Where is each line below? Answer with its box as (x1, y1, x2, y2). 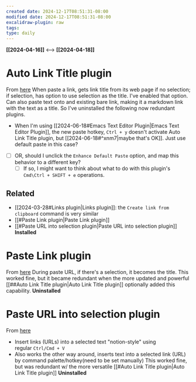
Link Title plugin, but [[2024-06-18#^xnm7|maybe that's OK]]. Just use (14, 135, 186, 142)
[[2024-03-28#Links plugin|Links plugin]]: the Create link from (14, 204, 170, 211)
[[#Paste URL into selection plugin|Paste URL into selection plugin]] (14, 223, 177, 230)
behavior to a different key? (14, 159, 81, 166)
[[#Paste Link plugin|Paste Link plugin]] (14, 217, 110, 223)
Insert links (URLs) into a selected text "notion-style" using (14, 338, 156, 345)
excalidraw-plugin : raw (6, 19, 64, 25)
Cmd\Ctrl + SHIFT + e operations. (23, 172, 105, 179)
